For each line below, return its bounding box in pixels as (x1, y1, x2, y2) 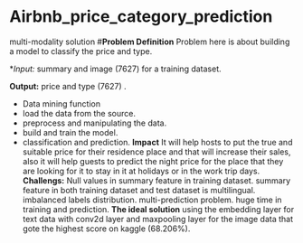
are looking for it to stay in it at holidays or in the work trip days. (22, 165, 260, 176)
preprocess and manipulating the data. (22, 117, 167, 128)
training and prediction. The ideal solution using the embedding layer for (22, 203, 295, 214)
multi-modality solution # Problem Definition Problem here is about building (9, 36, 290, 47)
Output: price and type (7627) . (9, 80, 127, 91)
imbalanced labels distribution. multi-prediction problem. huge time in (22, 194, 282, 205)
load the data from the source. (22, 107, 136, 118)
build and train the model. (22, 126, 118, 137)
